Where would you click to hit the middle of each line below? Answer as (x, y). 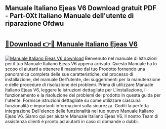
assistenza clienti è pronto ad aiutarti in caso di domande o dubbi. (72, 121)
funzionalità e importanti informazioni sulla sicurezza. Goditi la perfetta (77, 106)
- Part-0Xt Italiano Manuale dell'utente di (70, 16)
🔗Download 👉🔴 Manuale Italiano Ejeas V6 (71, 44)
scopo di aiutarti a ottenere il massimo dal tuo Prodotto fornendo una (75, 69)
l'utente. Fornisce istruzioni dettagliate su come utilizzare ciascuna (73, 100)
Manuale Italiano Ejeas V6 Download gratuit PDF (81, 8)
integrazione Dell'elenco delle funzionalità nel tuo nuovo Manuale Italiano (80, 111)
